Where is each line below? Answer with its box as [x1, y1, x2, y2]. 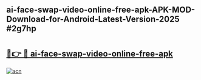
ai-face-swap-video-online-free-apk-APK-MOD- [6, 5, 196, 15]
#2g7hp [6, 23, 36, 34]
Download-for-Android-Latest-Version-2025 [6, 14, 180, 25]
